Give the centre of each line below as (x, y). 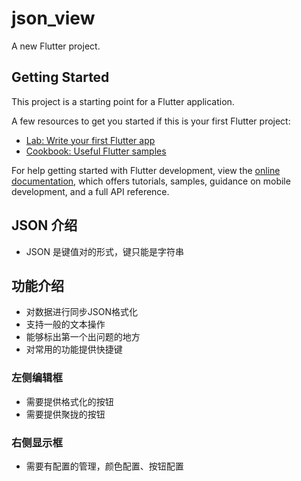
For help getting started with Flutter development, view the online (146, 170)
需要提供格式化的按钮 (69, 401)
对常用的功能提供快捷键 (74, 349)
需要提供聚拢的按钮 (65, 414)
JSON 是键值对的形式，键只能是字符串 (104, 251)
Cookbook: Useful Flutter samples (96, 151)
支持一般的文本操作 (65, 324)
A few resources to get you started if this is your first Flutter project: (151, 121)
